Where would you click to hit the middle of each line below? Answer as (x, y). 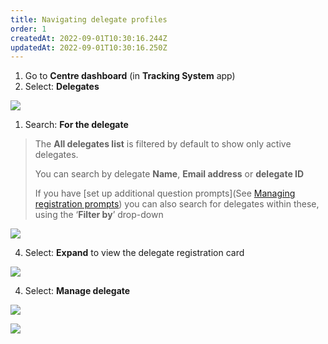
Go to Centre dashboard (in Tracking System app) (130, 76)
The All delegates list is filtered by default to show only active (163, 144)
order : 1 (28, 29)
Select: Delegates (62, 87)
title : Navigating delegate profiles (89, 19)
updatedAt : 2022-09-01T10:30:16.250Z (89, 47)
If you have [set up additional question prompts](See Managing (165, 193)
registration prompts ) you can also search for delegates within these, (177, 204)
